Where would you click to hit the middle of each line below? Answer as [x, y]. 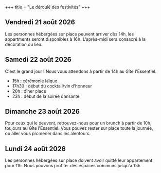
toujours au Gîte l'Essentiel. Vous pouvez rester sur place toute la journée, [79, 128]
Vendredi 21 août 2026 [40, 22]
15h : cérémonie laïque [35, 81]
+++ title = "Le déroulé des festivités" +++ [48, 7]
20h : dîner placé [29, 91]
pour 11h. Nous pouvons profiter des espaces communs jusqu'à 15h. [73, 166]
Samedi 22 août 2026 [38, 60]
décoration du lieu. [24, 44]
